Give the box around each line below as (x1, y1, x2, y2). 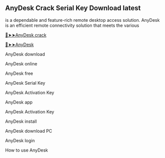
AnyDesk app (5, 99, 33, 105)
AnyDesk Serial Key (5, 80, 46, 86)
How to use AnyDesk (5, 147, 48, 153)
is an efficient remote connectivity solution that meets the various (5, 22, 139, 28)
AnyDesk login (5, 137, 35, 143)
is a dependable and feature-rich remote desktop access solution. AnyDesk (5, 17, 160, 23)
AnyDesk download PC (5, 128, 52, 134)
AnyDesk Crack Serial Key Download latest (5, 4, 141, 12)
